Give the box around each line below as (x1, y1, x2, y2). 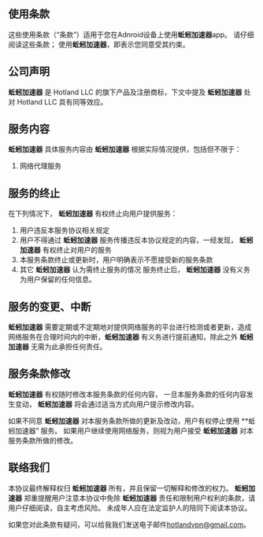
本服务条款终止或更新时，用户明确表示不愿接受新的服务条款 (19, 255, 213, 265)
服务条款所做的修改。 (8, 436, 77, 445)
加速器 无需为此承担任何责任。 (8, 342, 107, 351)
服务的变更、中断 (8, 300, 91, 313)
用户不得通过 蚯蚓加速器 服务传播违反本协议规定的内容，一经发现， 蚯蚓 (19, 235, 254, 245)
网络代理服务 (19, 161, 61, 171)
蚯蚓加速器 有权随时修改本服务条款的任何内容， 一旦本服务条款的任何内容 (8, 389, 246, 399)
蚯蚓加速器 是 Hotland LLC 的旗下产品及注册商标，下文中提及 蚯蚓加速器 (8, 87, 243, 97)
